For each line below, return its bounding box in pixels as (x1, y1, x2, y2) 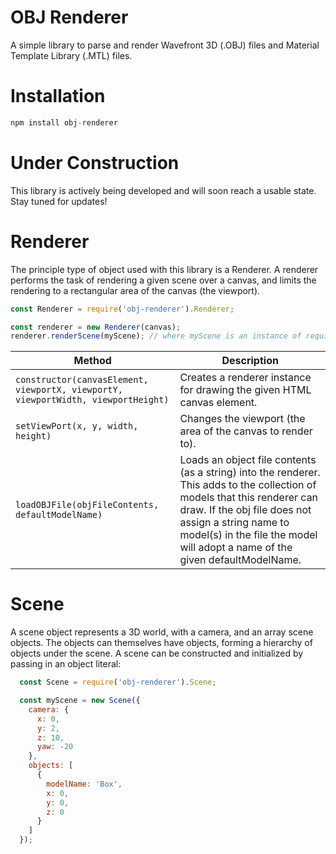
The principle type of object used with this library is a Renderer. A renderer (10, 263, 319, 275)
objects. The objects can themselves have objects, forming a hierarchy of (10, 637, 313, 649)
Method (73, 354, 112, 368)
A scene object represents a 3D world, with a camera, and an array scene (10, 626, 314, 638)
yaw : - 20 (36, 742, 74, 752)
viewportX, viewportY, (15, 384, 123, 396)
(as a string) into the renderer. (179, 466, 321, 480)
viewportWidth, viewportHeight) (15, 394, 170, 406)
